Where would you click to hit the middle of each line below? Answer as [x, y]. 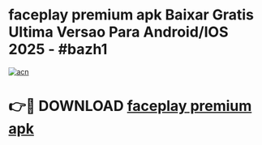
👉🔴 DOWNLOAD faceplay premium [130, 106]
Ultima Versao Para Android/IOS [118, 32]
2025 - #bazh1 [58, 49]
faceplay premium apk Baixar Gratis [131, 15]
